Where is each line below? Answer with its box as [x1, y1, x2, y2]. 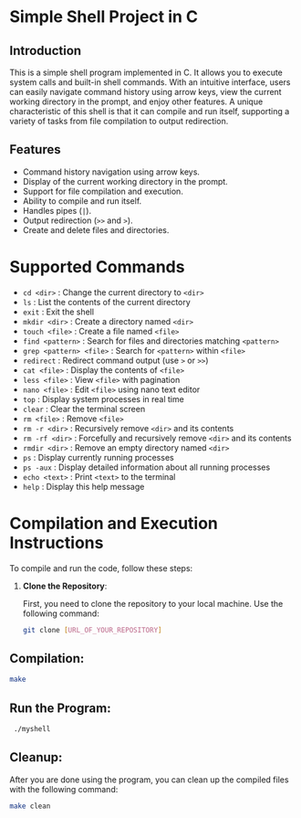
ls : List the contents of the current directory [22, 296, 192, 307]
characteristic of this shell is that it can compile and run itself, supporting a [9, 106, 290, 116]
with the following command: [9, 783, 119, 794]
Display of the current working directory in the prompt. [22, 175, 228, 186]
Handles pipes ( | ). [22, 205, 92, 216]
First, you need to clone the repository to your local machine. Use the [22, 598, 284, 609]
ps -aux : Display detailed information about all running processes [22, 462, 271, 473]
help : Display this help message [22, 481, 145, 492]
